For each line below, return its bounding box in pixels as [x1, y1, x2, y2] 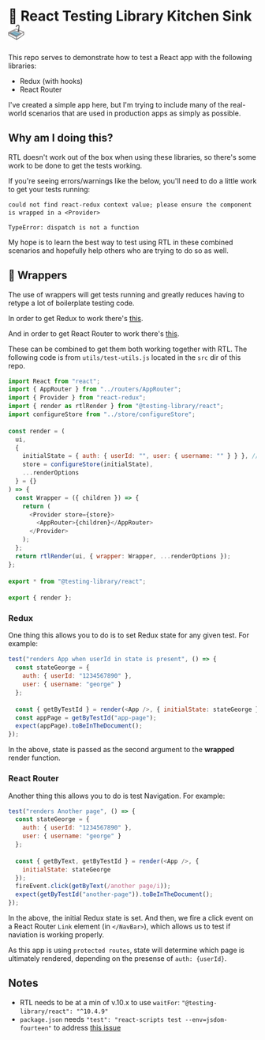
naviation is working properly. [8, 930, 105, 940]
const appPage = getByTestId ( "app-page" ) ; [15, 713, 157, 722]
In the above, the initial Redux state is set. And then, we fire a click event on [8, 913, 254, 923]
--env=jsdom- [185, 1015, 228, 1023]
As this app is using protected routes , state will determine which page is [8, 945, 244, 955]
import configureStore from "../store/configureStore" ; [8, 410, 196, 418]
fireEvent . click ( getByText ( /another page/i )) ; [15, 882, 171, 891]
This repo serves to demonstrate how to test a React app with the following [8, 52, 252, 62]
